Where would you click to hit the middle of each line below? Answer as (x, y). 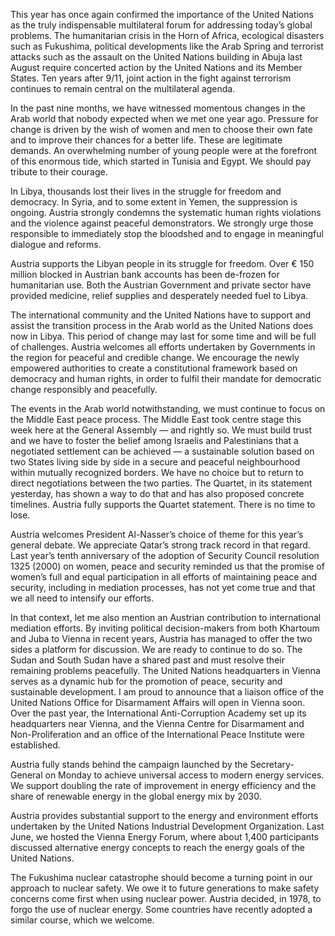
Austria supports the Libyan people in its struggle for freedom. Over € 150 (162, 263)
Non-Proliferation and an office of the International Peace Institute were (157, 734)
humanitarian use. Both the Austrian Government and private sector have (161, 285)
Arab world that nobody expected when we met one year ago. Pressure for (164, 118)
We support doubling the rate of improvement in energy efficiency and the (163, 785)
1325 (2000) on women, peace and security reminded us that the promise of (167, 566)
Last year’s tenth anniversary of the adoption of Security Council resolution (165, 555)
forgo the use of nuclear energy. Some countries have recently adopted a (161, 909)
